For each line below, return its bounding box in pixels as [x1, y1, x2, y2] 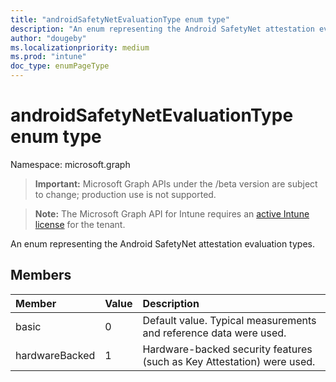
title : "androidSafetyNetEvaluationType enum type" [10, 14, 230, 25]
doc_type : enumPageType [10, 61, 110, 71]
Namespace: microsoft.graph [10, 158, 131, 170]
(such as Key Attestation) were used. [142, 354, 316, 368]
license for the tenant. [34, 218, 126, 230]
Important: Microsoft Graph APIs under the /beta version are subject [34, 177, 318, 190]
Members [10, 267, 72, 284]
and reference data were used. [142, 326, 287, 340]
